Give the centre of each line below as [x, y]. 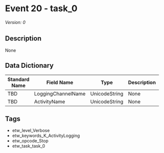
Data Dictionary [29, 66]
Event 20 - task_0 [41, 9]
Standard [19, 79]
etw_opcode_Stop [30, 141]
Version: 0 [15, 22]
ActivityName [50, 101]
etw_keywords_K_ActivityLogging [46, 136]
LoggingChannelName [60, 94]
